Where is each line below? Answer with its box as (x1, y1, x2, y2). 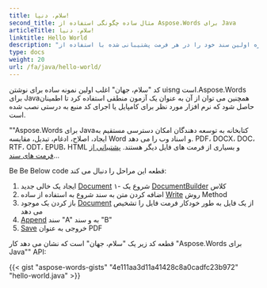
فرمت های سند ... (9, 150, 60, 160)
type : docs (9, 48, 45, 56)
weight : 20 (9, 56, 45, 64)
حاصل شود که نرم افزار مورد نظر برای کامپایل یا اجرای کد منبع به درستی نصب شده (9, 101, 254, 111)
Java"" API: (9, 247, 47, 256)
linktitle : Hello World (9, 33, 88, 42)
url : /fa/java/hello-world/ (9, 63, 102, 71)
